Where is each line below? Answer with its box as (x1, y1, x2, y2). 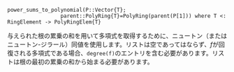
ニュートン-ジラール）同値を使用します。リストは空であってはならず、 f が (7, 40, 219, 48)
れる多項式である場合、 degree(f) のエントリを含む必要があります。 (19, 49, 212, 57)
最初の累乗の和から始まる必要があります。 (31, 57, 154, 66)
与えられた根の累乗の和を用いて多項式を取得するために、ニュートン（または (7, 32, 228, 39)
